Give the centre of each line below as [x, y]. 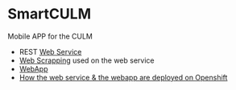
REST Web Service [50, 51]
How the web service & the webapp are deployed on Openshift [123, 77]
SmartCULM [50, 14]
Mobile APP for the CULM [50, 36]
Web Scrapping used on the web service [87, 60]
